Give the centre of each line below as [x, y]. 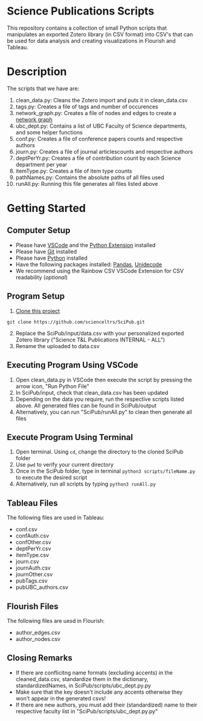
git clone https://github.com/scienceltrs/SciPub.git [76, 322]
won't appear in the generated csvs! [61, 698]
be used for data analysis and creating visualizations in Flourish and [91, 41]
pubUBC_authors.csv [42, 587]
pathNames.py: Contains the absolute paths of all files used [90, 177]
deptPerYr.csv [33, 548]
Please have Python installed [51, 258]
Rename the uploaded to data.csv [58, 346]
